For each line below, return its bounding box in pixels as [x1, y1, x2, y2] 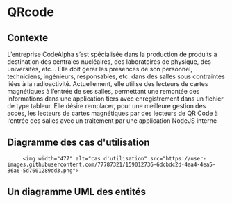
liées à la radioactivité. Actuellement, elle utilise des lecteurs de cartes [7, 80, 208, 87]
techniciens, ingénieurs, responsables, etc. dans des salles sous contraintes [7, 72, 226, 80]
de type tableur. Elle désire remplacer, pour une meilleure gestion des [7, 102, 206, 110]
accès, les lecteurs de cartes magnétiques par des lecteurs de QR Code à [7, 109, 219, 117]
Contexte [7, 32, 49, 44]
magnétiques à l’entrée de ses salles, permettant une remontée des [7, 87, 200, 95]
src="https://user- [150, 155, 207, 162]
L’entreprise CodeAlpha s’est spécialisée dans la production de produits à [7, 50, 217, 58]
